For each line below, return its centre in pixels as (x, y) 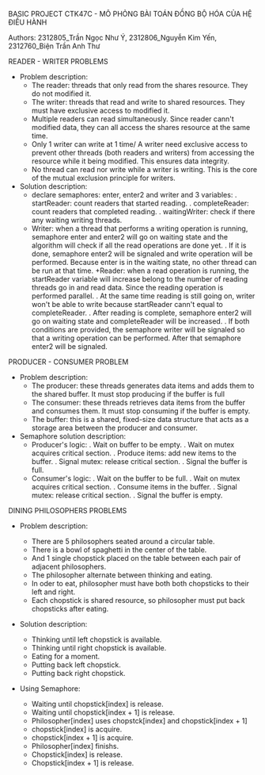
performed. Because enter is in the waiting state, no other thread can (144, 262)
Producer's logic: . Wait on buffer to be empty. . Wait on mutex (133, 445)
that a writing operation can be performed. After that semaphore (136, 338)
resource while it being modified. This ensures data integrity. (130, 161)
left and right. (53, 592)
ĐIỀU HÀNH (28, 22)
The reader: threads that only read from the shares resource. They (140, 85)
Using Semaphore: (50, 689)
